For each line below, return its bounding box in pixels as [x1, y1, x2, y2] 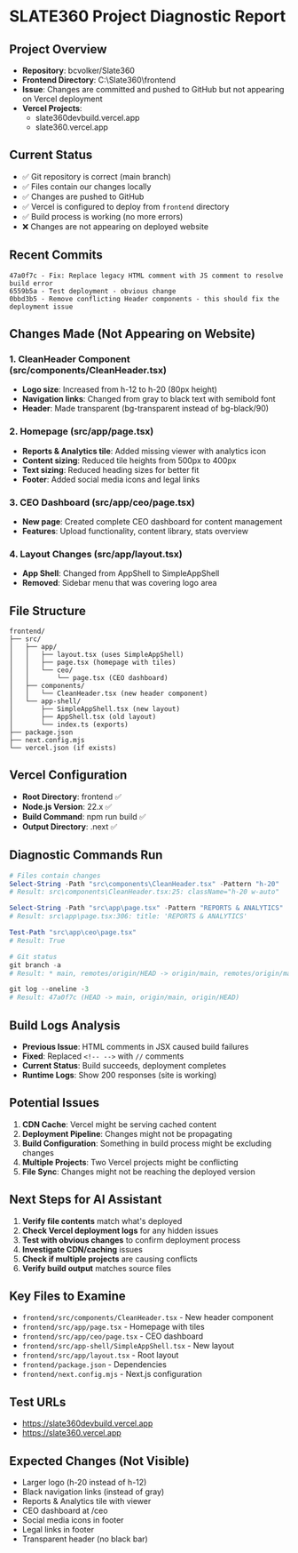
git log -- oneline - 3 [9, 985, 90, 994]
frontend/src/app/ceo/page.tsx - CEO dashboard [21, 1331, 204, 1341]
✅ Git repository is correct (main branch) [21, 171, 171, 181]
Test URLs [9, 1394, 67, 1410]
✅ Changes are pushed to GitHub [21, 191, 145, 202]
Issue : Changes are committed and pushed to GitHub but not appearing [21, 84, 285, 94]
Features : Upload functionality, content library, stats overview [21, 525, 248, 536]
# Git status [9, 952, 58, 961]
